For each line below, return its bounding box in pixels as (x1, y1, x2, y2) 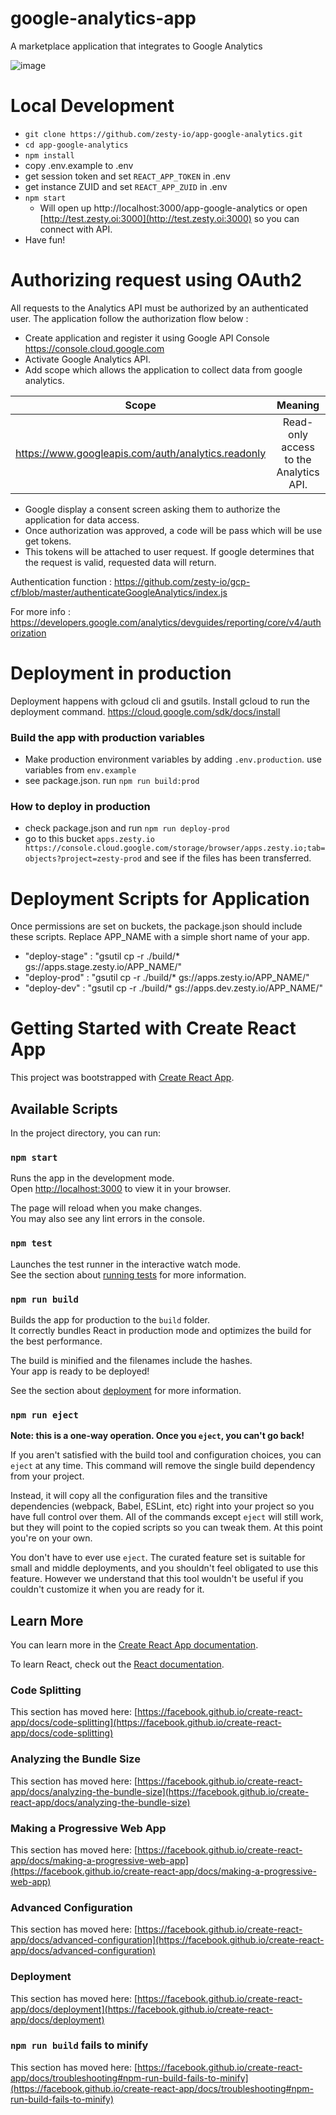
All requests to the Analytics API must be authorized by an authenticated (10, 302, 309, 314)
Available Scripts (10, 1100, 118, 1117)
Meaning (276, 398, 320, 412)
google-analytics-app (10, 7, 197, 30)
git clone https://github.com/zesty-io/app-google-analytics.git (24, 129, 303, 139)
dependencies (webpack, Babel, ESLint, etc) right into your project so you (10, 1500, 315, 1512)
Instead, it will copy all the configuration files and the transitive (10, 1490, 268, 1502)
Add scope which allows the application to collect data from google (24, 363, 303, 376)
